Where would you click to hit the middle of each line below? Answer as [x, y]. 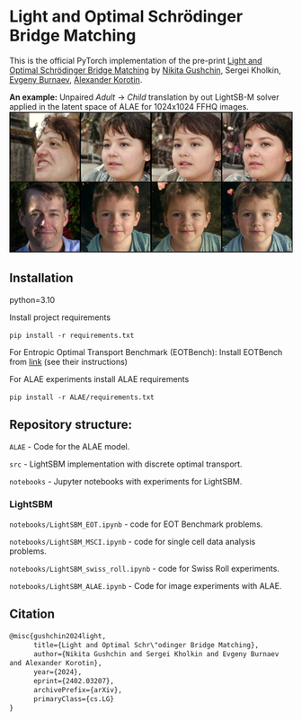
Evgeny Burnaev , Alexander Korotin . [76, 79]
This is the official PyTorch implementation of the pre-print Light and [136, 60]
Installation [41, 278]
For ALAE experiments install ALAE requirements [99, 378]
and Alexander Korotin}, [56, 663]
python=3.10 [32, 299]
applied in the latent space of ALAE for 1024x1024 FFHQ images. [129, 106]
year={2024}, [58, 672]
